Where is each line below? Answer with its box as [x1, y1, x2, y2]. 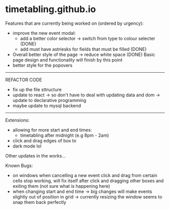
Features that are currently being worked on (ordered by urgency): [5, 20, 144, 26]
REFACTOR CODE [5, 77, 42, 83]
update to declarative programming [12, 97, 87, 103]
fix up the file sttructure [12, 86, 62, 92]
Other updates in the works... [5, 152, 66, 159]
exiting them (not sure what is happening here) [12, 183, 110, 189]
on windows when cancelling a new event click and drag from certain [12, 172, 158, 178]
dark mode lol [12, 143, 41, 149]
